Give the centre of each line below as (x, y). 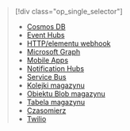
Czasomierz (46, 110)
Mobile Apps (48, 60)
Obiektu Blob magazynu (66, 94)
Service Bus (46, 77)
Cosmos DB (46, 26)
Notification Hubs (55, 69)
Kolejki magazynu (55, 85)
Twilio (36, 119)
